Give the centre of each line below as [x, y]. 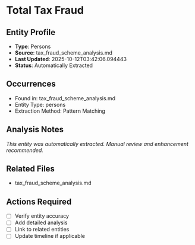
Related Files [31, 169]
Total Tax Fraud [45, 10]
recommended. [25, 150]
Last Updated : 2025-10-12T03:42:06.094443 [70, 59]
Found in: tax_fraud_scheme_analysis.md [65, 98]
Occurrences [31, 84]
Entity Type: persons [40, 104]
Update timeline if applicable [50, 236]
